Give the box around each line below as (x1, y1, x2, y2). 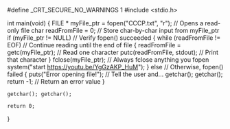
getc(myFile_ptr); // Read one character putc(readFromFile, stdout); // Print (7, 48, 218, 56)
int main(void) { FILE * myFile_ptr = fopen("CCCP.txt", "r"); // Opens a (7, 19, 204, 27)
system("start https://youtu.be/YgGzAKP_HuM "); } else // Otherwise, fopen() (7, 63, 224, 71)
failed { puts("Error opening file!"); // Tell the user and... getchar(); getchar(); (7, 70, 223, 78)
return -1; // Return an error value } (7, 78, 105, 85)
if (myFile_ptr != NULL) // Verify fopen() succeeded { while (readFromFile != (7, 34, 221, 42)
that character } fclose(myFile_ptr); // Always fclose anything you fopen (7, 56, 209, 64)
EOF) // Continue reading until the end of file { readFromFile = (7, 41, 181, 49)
